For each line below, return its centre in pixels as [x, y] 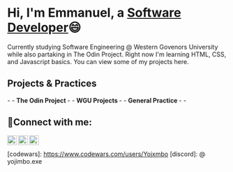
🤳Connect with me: [50, 122]
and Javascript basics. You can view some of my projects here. [98, 61]
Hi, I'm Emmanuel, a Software [94, 13]
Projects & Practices [52, 84]
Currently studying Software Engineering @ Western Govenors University [113, 47]
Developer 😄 [44, 28]
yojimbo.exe [25, 161]
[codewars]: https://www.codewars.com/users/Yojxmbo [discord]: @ [106, 154]
